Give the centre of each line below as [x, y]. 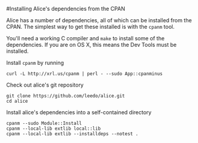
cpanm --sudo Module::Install [44, 123]
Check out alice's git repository [45, 85]
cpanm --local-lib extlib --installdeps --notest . [72, 134]
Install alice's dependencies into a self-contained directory [79, 112]
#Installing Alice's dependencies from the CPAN [66, 9]
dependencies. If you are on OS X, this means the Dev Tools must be [91, 45]
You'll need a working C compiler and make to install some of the [85, 38]
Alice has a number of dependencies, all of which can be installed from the [99, 20]
